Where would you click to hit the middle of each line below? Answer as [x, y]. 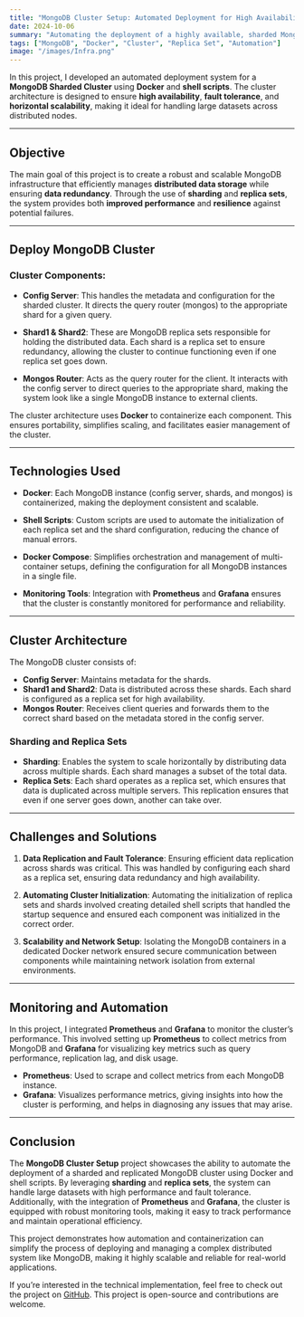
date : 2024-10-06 [42, 26]
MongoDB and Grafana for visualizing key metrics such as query [130, 1049]
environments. [49, 970]
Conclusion [43, 1141]
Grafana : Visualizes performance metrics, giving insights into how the [152, 1095]
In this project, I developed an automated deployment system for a [133, 77]
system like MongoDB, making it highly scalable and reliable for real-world [148, 1257]
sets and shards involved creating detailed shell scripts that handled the [157, 905]
